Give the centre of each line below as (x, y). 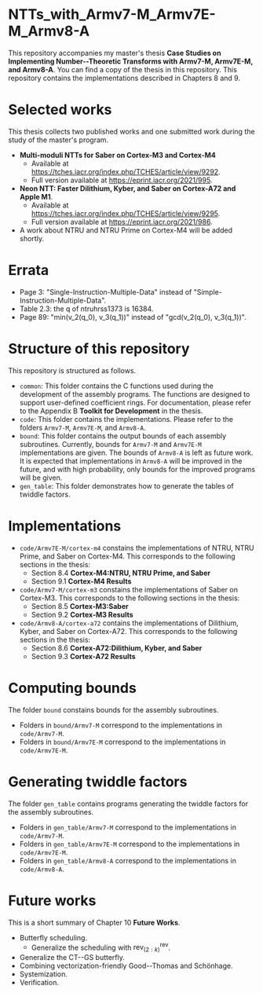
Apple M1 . (36, 196)
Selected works (60, 110)
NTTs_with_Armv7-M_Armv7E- (112, 15)
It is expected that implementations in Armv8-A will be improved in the (131, 460)
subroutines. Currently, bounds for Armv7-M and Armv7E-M (111, 444)
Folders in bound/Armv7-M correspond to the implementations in (121, 725)
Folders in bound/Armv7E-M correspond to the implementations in (122, 742)
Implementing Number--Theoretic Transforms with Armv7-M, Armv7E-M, (131, 61)
